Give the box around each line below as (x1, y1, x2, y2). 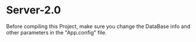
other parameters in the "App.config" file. (6, 29, 107, 36)
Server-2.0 (6, 3, 61, 17)
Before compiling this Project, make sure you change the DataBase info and (6, 23, 191, 30)
